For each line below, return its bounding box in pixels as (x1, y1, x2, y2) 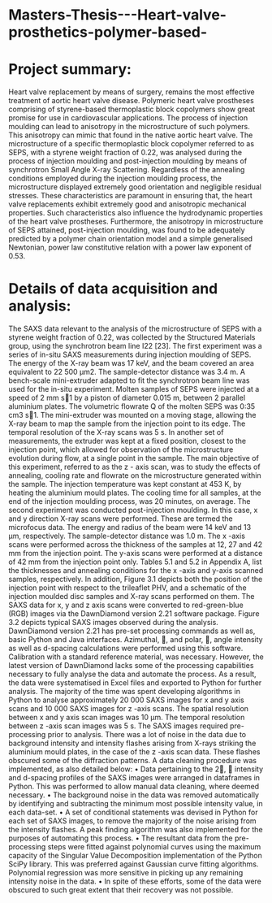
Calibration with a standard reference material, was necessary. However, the (8, 652, 264, 662)
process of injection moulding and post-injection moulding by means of (8, 156, 248, 166)
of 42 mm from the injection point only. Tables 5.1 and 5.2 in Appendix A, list (8, 557, 262, 567)
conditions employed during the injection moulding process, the (8, 173, 222, 184)
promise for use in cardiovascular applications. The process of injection (8, 113, 248, 123)
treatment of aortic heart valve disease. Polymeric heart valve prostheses (8, 96, 254, 106)
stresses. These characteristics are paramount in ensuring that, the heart (8, 191, 253, 201)
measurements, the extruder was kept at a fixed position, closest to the (8, 436, 246, 446)
